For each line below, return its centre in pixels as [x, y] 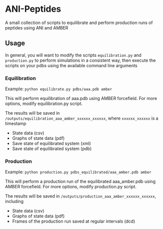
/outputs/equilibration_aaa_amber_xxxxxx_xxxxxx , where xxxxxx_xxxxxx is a [82, 118]
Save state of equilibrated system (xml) [51, 144]
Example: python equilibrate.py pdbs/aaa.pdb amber [59, 89]
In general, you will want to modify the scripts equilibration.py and [73, 55]
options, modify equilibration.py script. [44, 103]
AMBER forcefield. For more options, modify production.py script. [71, 187]
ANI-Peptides [33, 9]
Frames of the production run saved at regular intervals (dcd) [73, 221]
